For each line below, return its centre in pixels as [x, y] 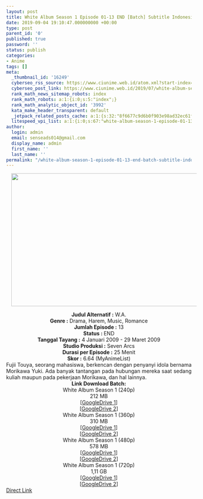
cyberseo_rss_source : [38, 83]
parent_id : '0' [25, 34]
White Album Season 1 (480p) [99, 440]
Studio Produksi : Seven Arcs [99, 346]
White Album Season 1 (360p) [99, 415]
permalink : [19, 160]
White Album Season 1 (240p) [99, 390]
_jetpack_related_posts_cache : [50, 116]
